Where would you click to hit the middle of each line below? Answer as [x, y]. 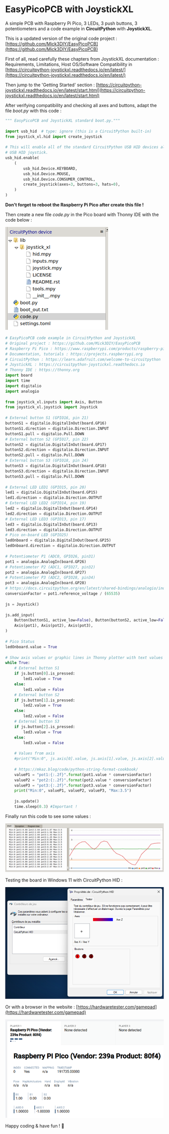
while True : [18, 663]
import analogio [22, 391]
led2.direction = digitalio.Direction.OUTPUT [54, 513]
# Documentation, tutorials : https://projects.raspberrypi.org [74, 354]
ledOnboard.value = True [31, 647]
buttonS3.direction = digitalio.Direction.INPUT [57, 471]
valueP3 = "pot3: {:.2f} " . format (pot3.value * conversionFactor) [83, 785]
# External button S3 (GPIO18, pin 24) [47, 460]
